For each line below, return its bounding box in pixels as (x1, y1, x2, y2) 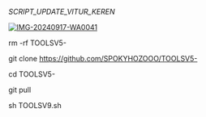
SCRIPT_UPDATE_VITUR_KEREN (8, 7, 115, 16)
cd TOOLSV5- (8, 69, 55, 79)
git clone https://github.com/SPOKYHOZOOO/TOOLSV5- (8, 54, 198, 63)
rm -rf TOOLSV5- (8, 38, 67, 48)
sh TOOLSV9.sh (8, 101, 62, 110)
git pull (8, 85, 32, 94)
